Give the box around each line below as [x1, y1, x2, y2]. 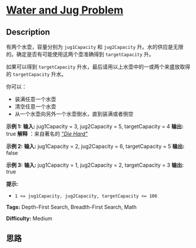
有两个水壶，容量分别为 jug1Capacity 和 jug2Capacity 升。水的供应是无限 [6, 44, 184, 50]
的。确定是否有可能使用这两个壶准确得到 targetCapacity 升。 [6, 51, 155, 58]
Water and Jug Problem [6, 4, 124, 17]
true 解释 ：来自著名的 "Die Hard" [6, 130, 88, 137]
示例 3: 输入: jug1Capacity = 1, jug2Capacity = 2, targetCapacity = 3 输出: [6, 161, 184, 168]
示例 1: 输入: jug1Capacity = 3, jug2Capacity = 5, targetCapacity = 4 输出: [6, 123, 184, 130]
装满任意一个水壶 [14, 95, 57, 102]
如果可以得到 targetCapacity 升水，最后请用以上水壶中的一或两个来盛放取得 [6, 63, 191, 70]
